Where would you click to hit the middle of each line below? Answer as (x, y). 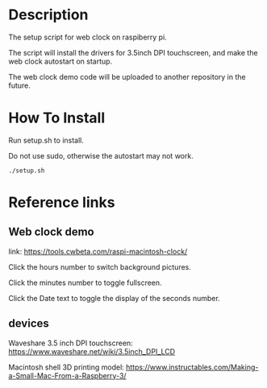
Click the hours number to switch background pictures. (100, 266)
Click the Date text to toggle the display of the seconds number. (114, 298)
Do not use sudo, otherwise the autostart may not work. (101, 155)
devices (29, 324)
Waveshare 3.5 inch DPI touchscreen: (71, 343)
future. (19, 85)
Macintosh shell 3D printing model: (67, 367)
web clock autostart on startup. (60, 61)
